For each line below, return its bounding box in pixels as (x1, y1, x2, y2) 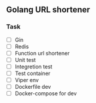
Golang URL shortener (6, 5, 91, 15)
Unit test (14, 56, 36, 63)
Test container (14, 70, 51, 77)
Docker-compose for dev (14, 90, 77, 97)
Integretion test (14, 63, 52, 70)
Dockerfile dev (14, 83, 51, 90)
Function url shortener (14, 49, 70, 57)
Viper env (14, 77, 39, 84)
